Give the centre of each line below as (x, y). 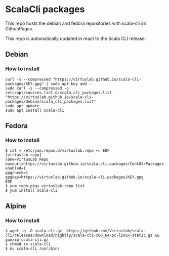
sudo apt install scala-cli (35, 110)
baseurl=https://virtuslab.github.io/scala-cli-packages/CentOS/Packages (85, 164)
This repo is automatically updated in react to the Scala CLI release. (76, 38)
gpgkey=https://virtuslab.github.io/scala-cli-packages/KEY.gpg (74, 177)
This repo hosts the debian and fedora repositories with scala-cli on (76, 23)
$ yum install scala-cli (31, 191)
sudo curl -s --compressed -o (37, 88)
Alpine (16, 206)
